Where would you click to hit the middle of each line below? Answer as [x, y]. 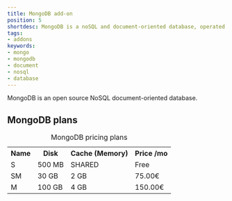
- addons [20, 40]
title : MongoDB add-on [40, 14]
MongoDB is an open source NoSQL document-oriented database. [102, 98]
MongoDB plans [42, 120]
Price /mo [151, 154]
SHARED [85, 165]
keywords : [22, 46]
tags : [15, 33]
